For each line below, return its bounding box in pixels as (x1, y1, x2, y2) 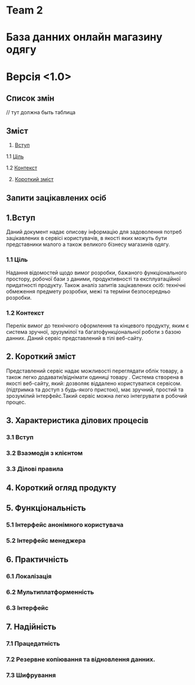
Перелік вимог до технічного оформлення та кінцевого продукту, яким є (6, 322, 190, 329)
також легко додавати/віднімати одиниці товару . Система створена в (6, 373, 184, 380)
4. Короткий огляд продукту (6, 483, 117, 493)
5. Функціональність (6, 503, 87, 513)
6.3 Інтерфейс (6, 604, 49, 612)
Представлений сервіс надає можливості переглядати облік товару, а (6, 367, 183, 374)
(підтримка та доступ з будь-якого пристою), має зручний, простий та (6, 386, 184, 393)
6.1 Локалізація (6, 572, 52, 580)
